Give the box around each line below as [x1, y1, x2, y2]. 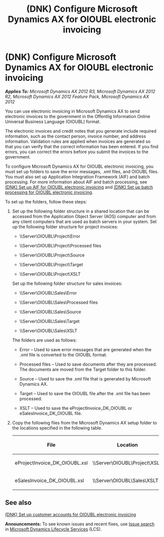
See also [5, 498, 32, 507]
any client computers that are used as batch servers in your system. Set [12, 219, 157, 224]
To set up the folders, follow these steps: [5, 199, 87, 204]
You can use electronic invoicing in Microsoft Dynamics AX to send [5, 108, 140, 114]
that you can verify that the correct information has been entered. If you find [5, 143, 159, 149]
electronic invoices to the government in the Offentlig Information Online [5, 113, 150, 119]
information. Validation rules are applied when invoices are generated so [5, 138, 151, 144]
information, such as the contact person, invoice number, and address [5, 133, 146, 139]
